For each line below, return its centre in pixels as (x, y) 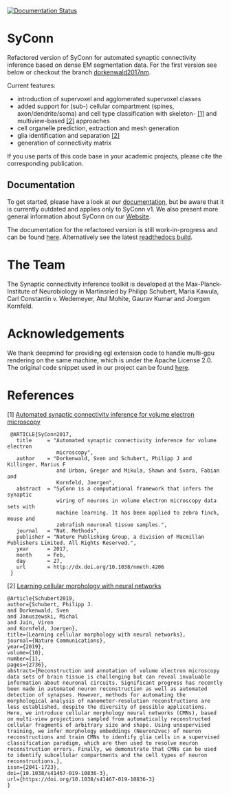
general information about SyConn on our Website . (79, 216)
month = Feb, (41, 555)
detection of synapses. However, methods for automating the (97, 695)
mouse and (21, 519)
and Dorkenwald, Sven (38, 610)
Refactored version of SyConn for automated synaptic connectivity (102, 57)
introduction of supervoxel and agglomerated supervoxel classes (109, 99)
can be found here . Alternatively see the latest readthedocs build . (100, 237)
